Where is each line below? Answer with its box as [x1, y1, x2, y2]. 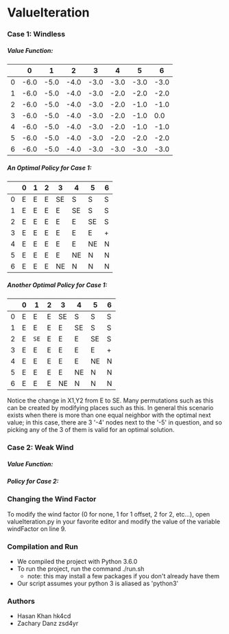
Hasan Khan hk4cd [16, 612, 71, 620]
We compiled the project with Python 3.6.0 [16, 557, 138, 565]
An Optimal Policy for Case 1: [7, 163, 92, 172]
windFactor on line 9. [7, 524, 67, 533]
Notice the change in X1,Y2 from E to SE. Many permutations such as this [7, 396, 214, 405]
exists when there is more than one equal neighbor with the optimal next [7, 411, 211, 420]
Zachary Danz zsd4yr [16, 620, 79, 628]
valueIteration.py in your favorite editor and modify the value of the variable [7, 517, 221, 525]
